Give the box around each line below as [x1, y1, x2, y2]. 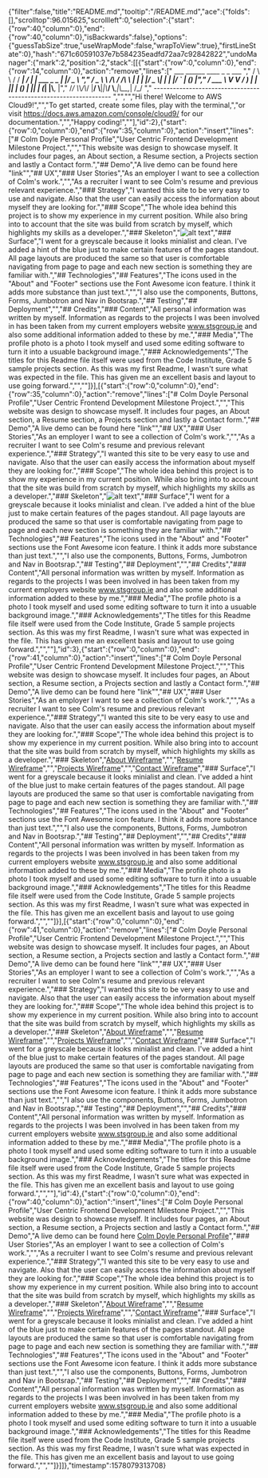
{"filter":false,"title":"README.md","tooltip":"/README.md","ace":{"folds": [8, 7, 250, 16]
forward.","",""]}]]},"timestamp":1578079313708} [8, 1460, 167, 1470]
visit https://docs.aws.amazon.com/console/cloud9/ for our [8, 109, 203, 118]
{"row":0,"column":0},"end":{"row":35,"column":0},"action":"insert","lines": [8, 126, 254, 135]
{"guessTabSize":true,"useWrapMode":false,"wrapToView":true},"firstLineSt [8, 41, 257, 50]
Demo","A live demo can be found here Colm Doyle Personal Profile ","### [8, 1232, 250, 1240]
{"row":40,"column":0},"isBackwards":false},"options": [8, 32, 187, 42]
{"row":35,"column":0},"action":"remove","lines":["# [8, 390, 178, 399]
